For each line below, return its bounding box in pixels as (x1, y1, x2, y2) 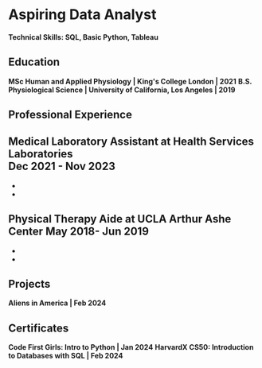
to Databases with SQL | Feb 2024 (8, 351, 123, 361)
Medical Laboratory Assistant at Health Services (8, 135, 255, 149)
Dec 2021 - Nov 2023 (8, 160, 115, 173)
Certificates (8, 321, 69, 335)
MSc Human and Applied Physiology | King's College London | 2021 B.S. (8, 76, 252, 86)
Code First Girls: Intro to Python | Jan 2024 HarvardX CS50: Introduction (8, 343, 254, 352)
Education (8, 56, 61, 69)
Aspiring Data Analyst (8, 6, 157, 24)
